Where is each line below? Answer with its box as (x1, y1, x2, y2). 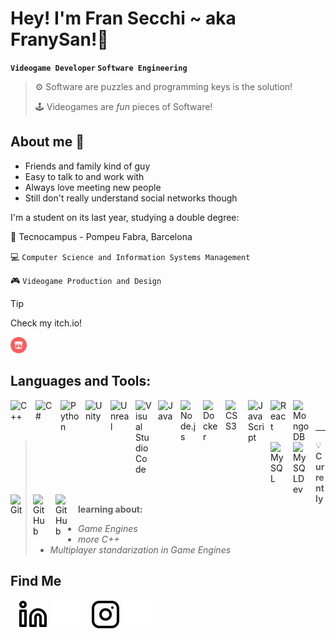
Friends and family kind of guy (24, 160, 151, 172)
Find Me (10, 572, 62, 589)
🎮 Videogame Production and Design (10, 274, 162, 286)
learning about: (78, 503, 143, 515)
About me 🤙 (10, 133, 85, 151)
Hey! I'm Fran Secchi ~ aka (10, 7, 237, 30)
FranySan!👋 (10, 28, 109, 51)
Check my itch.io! (10, 317, 83, 329)
